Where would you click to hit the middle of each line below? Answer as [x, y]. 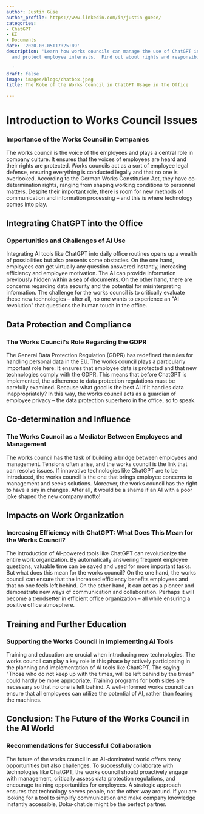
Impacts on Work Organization [65, 515]
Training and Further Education [66, 624]
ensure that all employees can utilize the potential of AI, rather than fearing [100, 694]
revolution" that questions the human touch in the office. [77, 306]
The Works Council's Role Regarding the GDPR [76, 342]
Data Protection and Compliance [69, 325]
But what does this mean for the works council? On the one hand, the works [101, 573]
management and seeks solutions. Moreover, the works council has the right [102, 483]
